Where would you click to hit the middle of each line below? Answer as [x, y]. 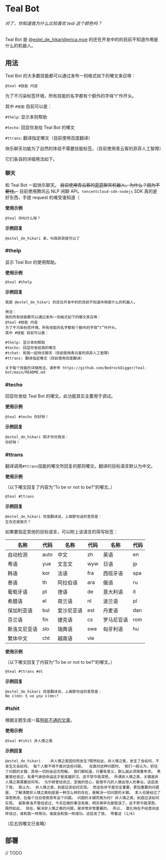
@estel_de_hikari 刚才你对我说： [37, 437]
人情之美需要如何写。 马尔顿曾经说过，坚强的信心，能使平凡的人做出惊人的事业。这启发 [82, 782]
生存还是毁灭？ [18, 522]
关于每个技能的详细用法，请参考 [33, 368]
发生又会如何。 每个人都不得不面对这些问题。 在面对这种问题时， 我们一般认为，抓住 [82, 766]
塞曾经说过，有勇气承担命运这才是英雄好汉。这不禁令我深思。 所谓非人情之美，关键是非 [82, 777]
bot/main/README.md [25, 372]
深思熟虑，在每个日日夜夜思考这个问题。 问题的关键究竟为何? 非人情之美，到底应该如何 [82, 798]
